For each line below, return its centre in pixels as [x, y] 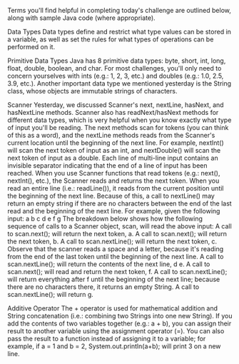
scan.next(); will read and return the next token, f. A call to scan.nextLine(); [117, 272]
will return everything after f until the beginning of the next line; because [114, 279]
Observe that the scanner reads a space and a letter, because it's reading [116, 249]
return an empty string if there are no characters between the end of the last [119, 203]
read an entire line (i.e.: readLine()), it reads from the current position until [116, 188]
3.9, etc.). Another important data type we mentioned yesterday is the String [119, 84]
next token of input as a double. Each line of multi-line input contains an [113, 158]
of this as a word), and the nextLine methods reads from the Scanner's [111, 135]
